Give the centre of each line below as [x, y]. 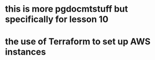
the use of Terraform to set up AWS [78, 42]
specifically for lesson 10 [57, 19]
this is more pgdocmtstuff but [67, 9]
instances [26, 52]
